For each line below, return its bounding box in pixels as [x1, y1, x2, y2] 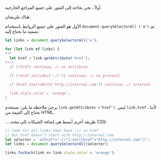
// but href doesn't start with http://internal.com [5, 132, 114, 138]
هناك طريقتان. [5, 14, 31, 19]
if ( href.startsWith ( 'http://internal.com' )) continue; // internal [9, 82, 151, 87]
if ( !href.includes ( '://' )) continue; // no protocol [9, 73, 120, 79]
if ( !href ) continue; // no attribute [9, 64, 88, 70]
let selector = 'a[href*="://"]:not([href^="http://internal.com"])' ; [5, 137, 151, 142]
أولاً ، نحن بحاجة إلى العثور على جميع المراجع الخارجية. [5, 5, 102, 10]
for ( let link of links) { [5, 47, 60, 51]
